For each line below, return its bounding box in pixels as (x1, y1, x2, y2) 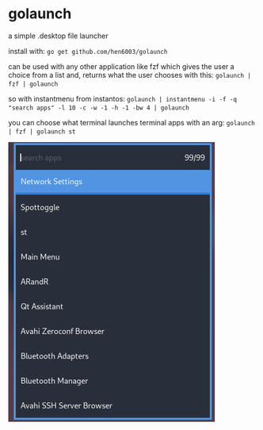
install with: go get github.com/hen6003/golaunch (8, 46, 168, 56)
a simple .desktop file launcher (8, 31, 109, 40)
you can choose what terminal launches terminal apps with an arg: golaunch (8, 117, 255, 127)
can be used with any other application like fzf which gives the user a (8, 61, 235, 71)
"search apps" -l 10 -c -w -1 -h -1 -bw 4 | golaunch (8, 104, 190, 112)
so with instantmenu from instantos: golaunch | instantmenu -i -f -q (8, 94, 238, 103)
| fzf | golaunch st (8, 128, 77, 136)
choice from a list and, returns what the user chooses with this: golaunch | (8, 70, 252, 79)
